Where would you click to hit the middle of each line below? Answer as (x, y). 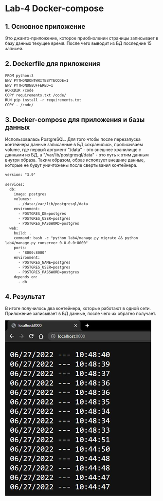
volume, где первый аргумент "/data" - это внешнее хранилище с (73, 150)
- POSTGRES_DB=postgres (42, 213)
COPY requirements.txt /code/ (36, 95)
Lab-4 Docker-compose (54, 9)
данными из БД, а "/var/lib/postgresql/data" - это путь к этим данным (77, 154)
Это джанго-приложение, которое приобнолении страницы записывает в (82, 38)
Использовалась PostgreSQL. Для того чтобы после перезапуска (73, 139)
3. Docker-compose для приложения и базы (75, 120)
